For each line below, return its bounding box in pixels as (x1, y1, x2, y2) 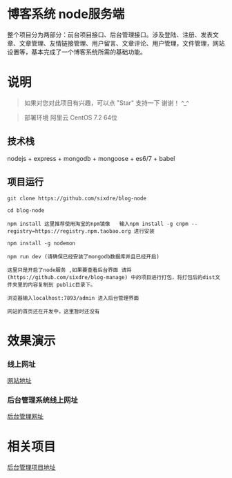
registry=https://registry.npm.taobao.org (7, 227, 131, 235)
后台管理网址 (7, 412, 43, 421)
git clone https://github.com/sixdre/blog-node (7, 195, 147, 202)
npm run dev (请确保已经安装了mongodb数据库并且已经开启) (7, 253, 160, 260)
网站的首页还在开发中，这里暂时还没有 (7, 308, 100, 315)
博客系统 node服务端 (7, 6, 125, 22)
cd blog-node (7, 207, 45, 214)
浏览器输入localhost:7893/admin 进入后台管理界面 (7, 294, 139, 301)
